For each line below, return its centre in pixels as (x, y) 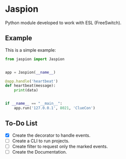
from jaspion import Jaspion (35, 59)
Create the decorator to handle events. (51, 135)
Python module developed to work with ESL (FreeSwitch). (63, 23)
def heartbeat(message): (30, 86)
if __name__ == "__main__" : (34, 104)
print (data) (26, 90)
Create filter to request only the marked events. (60, 146)
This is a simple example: (31, 50)
